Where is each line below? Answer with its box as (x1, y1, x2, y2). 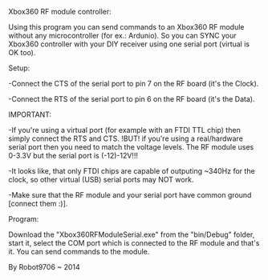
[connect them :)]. (8, 199, 68, 208)
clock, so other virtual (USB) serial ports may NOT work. (8, 175, 194, 184)
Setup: (8, 63, 30, 73)
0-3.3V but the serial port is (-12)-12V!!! (8, 151, 139, 160)
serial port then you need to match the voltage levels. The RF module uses (8, 142, 254, 151)
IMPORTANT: (8, 110, 52, 119)
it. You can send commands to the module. (8, 247, 150, 256)
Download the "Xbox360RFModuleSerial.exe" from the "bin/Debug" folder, (8, 230, 255, 239)
